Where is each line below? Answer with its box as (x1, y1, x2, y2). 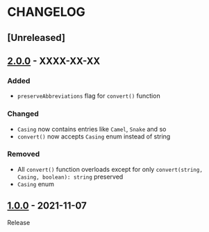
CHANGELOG (7, 4, 85, 20)
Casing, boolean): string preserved (17, 172, 124, 181)
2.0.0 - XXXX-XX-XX (7, 55, 101, 66)
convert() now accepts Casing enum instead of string (17, 132, 171, 141)
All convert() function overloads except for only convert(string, (17, 165, 203, 173)
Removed (7, 150, 40, 159)
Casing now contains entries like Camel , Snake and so (17, 125, 167, 133)
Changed (7, 109, 40, 118)
